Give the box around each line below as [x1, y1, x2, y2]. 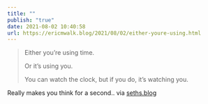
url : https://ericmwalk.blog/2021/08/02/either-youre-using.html [7, 29, 201, 37]
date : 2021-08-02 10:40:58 [7, 23, 86, 30]
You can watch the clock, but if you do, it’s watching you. [24, 76, 188, 84]
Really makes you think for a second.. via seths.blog [7, 89, 157, 97]
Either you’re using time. [24, 49, 95, 57]
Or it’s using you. [24, 62, 73, 70]
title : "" [7, 10, 36, 17]
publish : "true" [7, 17, 54, 24]
